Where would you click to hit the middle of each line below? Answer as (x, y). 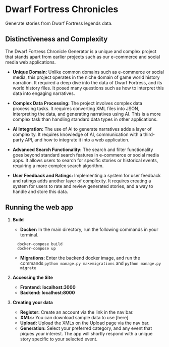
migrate (28, 268)
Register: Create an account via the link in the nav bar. (77, 312)
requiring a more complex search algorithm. (58, 166)
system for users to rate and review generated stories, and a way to (83, 186)
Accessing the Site (33, 277)
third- (149, 134)
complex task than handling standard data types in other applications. (85, 119)
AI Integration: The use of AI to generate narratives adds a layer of (82, 129)
